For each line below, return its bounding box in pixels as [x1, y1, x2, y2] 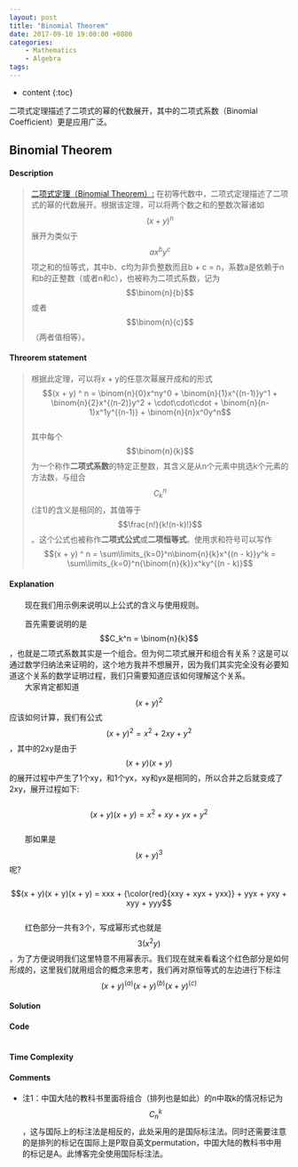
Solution [9, 1001, 42, 1011]
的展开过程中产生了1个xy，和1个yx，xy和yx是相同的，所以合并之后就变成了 [9, 772, 284, 783]
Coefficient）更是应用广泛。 [9, 117, 113, 127]
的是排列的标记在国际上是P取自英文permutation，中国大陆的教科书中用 [21, 1137, 282, 1147]
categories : [9, 37, 53, 47]
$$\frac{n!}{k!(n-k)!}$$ [117, 519, 202, 530]
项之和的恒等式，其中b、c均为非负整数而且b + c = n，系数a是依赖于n [30, 262, 285, 272]
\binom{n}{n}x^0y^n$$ [147, 406, 231, 417]
